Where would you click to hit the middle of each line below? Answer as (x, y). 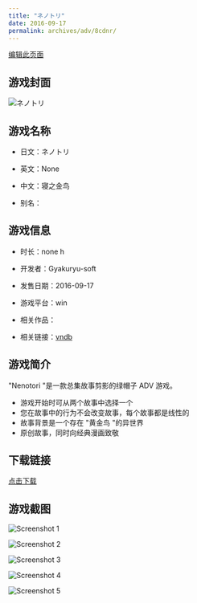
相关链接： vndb (46, 336)
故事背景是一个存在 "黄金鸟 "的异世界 (82, 422)
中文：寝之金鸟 (45, 186)
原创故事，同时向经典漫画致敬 (69, 432)
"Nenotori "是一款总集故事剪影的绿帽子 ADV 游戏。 (92, 385)
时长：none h (42, 251)
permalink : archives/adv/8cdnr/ (62, 31)
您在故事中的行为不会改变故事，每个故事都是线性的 (105, 412)
